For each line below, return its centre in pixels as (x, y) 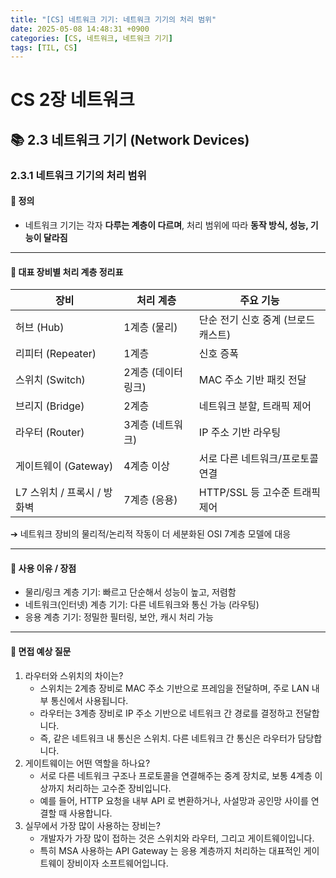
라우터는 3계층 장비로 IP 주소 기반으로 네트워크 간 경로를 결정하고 (166, 713)
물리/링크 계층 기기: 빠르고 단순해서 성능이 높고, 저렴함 (130, 592)
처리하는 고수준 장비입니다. (119, 788)
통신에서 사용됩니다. (89, 700)
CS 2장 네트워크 (72, 100)
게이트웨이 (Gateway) (64, 466)
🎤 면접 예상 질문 (41, 651)
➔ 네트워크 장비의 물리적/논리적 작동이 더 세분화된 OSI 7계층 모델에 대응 (151, 534)
